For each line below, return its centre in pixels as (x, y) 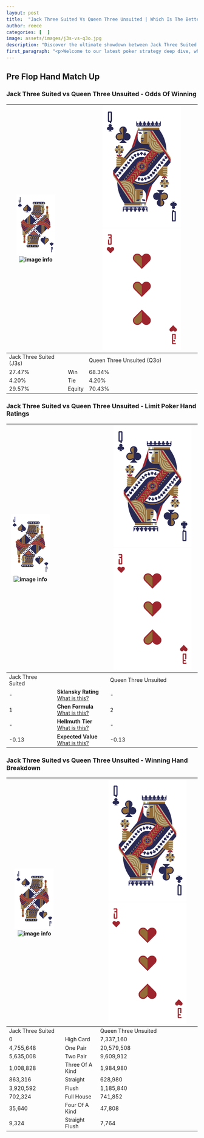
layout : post (23, 13)
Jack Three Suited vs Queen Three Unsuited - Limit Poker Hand (101, 406)
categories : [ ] (28, 32)
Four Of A (77, 1105)
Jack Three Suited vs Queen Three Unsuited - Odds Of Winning (102, 94)
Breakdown (23, 768)
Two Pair (76, 1056)
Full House (78, 1096)
